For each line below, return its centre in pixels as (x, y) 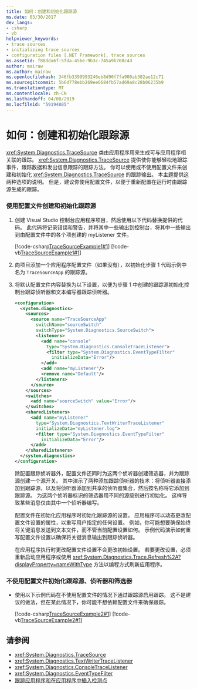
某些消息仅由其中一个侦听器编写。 (61, 502)
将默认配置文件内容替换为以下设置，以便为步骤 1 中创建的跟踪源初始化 (99, 284)
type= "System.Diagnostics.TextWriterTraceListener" (100, 423)
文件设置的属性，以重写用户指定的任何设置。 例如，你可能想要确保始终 (105, 522)
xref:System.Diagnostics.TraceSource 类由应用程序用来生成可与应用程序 (94, 153)
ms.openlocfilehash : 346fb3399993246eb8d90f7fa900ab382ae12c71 (85, 77)
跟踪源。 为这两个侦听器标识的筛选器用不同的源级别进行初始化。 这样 (98, 495)
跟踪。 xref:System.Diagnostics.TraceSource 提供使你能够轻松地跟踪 (104, 160)
